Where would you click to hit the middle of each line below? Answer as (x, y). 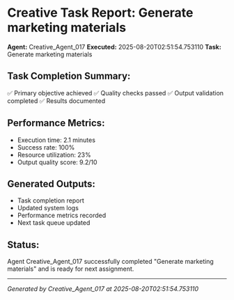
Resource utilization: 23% (54, 155)
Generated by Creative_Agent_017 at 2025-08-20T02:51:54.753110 (103, 289)
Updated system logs (48, 208)
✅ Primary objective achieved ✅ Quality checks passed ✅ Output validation (116, 93)
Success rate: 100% (46, 147)
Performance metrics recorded (62, 215)
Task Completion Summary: (69, 76)
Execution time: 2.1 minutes (56, 140)
